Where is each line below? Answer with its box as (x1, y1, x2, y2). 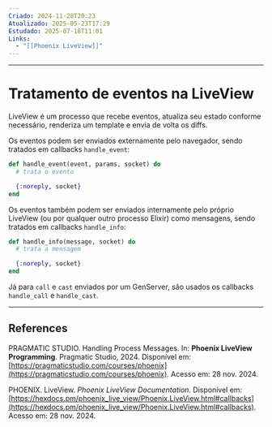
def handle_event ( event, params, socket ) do (8, 160, 161, 169)
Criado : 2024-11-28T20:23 (8, 11, 96, 20)
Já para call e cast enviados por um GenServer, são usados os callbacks (8, 282, 254, 292)
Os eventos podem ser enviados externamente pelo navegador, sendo (8, 136, 243, 146)
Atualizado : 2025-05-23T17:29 (8, 19, 111, 28)
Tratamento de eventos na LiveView (8, 84, 255, 103)
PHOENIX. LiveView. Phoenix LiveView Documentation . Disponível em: (8, 385, 243, 395)
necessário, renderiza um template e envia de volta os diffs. (8, 120, 208, 130)
